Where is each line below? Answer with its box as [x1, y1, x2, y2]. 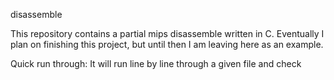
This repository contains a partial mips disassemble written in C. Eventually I [10, 28, 325, 39]
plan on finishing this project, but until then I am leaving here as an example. [10, 39, 324, 50]
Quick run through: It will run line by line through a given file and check [10, 58, 302, 69]
